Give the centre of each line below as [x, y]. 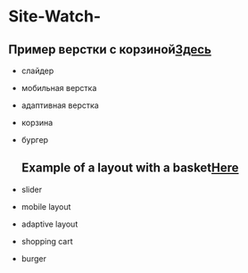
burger [33, 258]
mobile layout [46, 206]
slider [31, 189]
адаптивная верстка [60, 105]
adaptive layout [50, 224]
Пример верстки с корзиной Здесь [110, 50]
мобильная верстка [59, 88]
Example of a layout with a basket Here [130, 168]
